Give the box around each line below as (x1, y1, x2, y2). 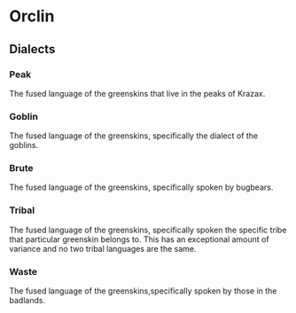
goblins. (9, 140, 39, 151)
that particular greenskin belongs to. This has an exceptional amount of (9, 233, 269, 245)
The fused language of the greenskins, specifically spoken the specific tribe (9, 224, 287, 235)
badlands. (9, 295, 46, 306)
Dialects (9, 42, 56, 57)
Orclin (9, 6, 55, 27)
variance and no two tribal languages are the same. (9, 243, 197, 254)
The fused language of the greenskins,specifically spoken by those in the (9, 286, 277, 296)
